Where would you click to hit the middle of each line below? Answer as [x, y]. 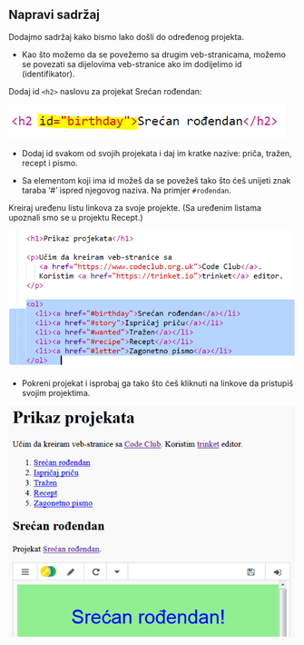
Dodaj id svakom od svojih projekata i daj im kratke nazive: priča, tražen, [157, 153]
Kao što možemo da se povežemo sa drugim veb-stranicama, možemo [154, 55]
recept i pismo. [49, 163]
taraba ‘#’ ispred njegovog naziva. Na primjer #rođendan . [127, 190]
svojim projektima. [56, 392]
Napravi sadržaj [54, 15]
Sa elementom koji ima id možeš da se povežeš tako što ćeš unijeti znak [156, 180]
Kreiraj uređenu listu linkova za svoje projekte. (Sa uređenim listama [135, 207]
